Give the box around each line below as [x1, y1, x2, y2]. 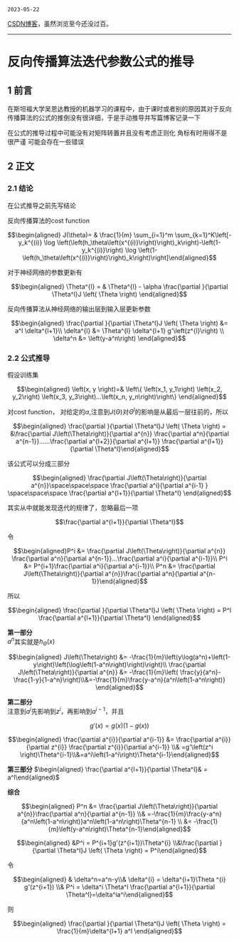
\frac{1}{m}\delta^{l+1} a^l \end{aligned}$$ [56, 926, 183, 935]
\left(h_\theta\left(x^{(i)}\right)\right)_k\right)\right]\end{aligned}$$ [22, 253, 217, 262]
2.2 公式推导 [7, 353, 51, 363]
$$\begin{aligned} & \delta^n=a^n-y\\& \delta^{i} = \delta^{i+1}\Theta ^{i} [13, 875, 226, 884]
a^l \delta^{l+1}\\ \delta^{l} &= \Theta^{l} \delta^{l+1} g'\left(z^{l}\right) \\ [14, 326, 225, 334]
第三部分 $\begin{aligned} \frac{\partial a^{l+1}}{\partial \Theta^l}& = [7, 764, 208, 773]
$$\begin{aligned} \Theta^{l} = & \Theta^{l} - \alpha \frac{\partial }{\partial [10, 282, 229, 291]
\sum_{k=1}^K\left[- [174, 230, 232, 239]
